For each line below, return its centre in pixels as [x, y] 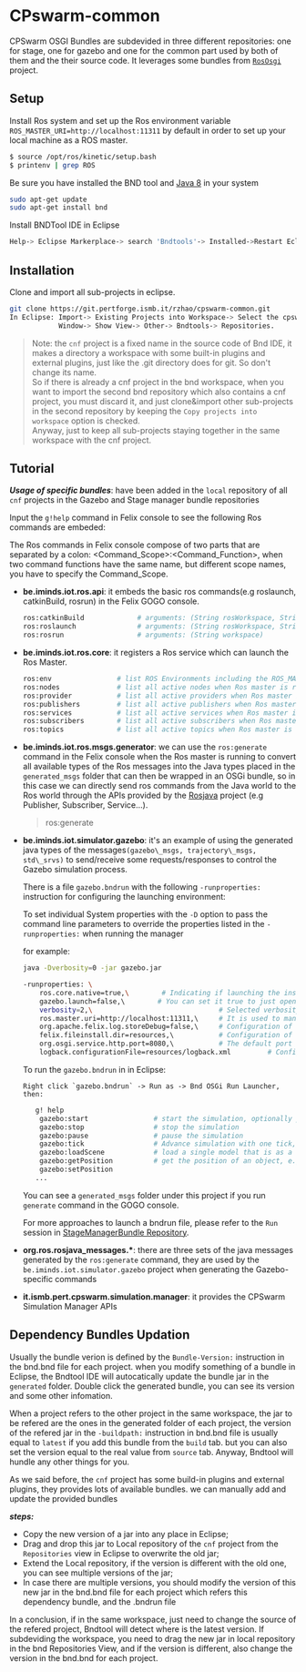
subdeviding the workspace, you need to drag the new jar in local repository [153, 1638]
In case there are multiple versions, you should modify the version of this [159, 1582]
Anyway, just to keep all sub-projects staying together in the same [156, 430]
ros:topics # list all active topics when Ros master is [158, 729]
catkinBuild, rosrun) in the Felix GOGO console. [111, 601]
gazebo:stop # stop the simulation [139, 1127]
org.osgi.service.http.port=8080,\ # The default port [166, 1044]
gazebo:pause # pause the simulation [142, 1136]
